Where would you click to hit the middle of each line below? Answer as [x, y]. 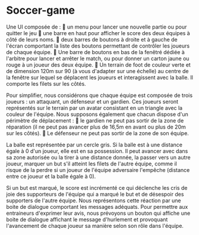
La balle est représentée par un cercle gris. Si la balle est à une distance [94, 145]
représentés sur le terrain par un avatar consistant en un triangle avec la [94, 108]
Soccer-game [41, 10]
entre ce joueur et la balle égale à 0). [51, 176]
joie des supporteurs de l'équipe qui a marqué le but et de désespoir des [95, 194]
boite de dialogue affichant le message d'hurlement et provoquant [87, 219]
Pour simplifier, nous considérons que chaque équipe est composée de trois [99, 95]
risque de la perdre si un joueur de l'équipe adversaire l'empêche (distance [98, 170]
